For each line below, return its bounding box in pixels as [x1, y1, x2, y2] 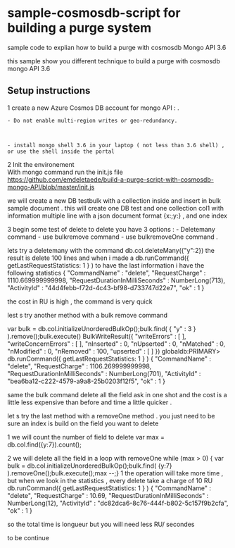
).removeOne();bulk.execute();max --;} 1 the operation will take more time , [7, 468, 224, 477]
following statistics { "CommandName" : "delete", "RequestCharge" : [7, 268, 206, 277]
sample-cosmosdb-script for [7, 5, 181, 21]
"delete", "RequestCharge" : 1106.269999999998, [7, 361, 152, 370]
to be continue [7, 533, 49, 542]
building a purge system [7, 20, 152, 36]
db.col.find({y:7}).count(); [7, 440, 82, 449]
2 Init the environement [7, 160, 75, 168]
